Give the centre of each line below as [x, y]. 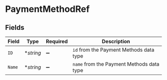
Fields [15, 28]
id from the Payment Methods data [114, 50]
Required [57, 41]
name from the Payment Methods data [116, 64]
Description [116, 41]
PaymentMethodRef [47, 9]
